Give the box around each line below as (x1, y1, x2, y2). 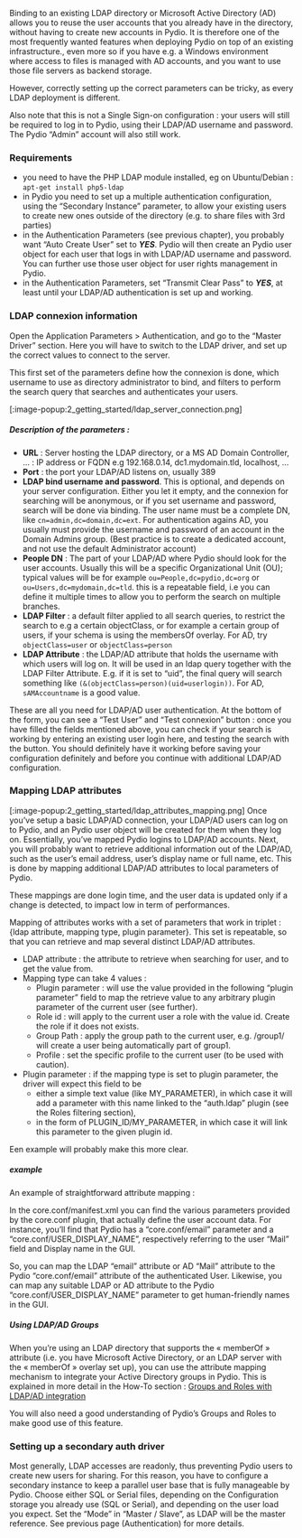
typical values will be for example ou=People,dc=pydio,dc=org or (22, 572, 260, 583)
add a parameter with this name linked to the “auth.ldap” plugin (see (35, 1097, 289, 1108)
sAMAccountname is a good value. (22, 686, 141, 698)
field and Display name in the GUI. (9, 1243, 136, 1254)
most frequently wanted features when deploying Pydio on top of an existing (9, 36, 294, 47)
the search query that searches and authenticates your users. (9, 386, 239, 396)
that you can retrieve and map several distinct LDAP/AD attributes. (9, 936, 255, 946)
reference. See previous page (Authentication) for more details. (9, 1518, 245, 1529)
